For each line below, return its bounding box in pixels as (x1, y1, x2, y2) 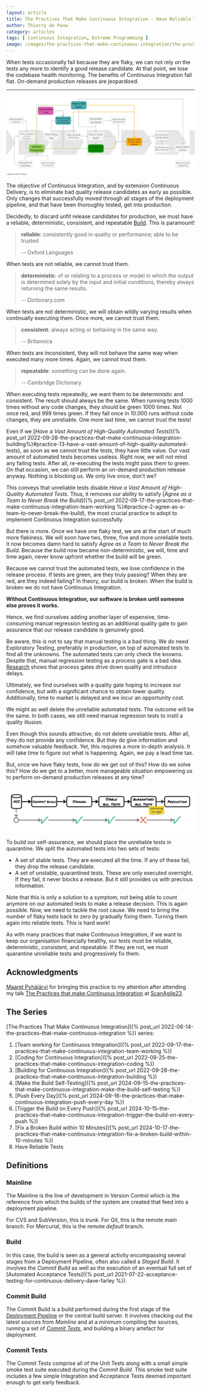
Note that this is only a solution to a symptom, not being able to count (6, 894, 178, 901)
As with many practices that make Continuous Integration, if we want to (6, 931, 182, 938)
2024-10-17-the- (139, 1124, 181, 1131)
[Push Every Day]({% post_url (14, 1092, 89, 1099)
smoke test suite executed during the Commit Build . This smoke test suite (6, 1366, 187, 1373)
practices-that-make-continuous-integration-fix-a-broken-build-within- (14, 1130, 192, 1137)
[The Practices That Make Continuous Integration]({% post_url (6, 1023, 160, 1030)
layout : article (6, 10, 47, 16)
